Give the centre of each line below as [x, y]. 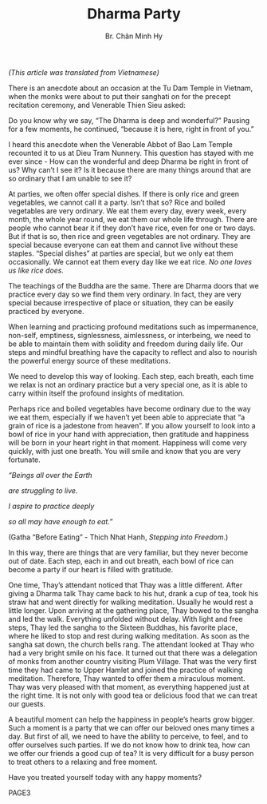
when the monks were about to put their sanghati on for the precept [120, 96]
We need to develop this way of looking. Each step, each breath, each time [131, 376]
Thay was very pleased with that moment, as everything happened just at [129, 687]
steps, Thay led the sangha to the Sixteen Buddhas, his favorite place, [123, 627]
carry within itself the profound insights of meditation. [96, 393]
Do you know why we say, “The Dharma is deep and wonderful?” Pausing [129, 120]
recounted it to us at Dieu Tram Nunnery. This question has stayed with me [131, 153]
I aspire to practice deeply [51, 506]
